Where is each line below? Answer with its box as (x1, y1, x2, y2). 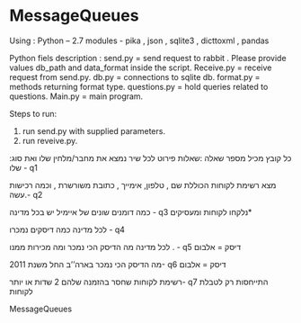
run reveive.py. (22, 135, 78, 146)
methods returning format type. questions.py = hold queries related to (9, 81, 269, 92)
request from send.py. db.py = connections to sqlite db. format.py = (9, 71, 261, 82)
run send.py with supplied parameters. (22, 125, 166, 136)
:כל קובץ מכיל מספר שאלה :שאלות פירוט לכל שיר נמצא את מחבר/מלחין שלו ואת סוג (9, 152, 292, 163)
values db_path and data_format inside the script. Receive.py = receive (9, 62, 272, 73)
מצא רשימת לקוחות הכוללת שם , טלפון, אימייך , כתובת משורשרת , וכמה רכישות (9, 179, 277, 190)
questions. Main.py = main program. (9, 91, 144, 102)
